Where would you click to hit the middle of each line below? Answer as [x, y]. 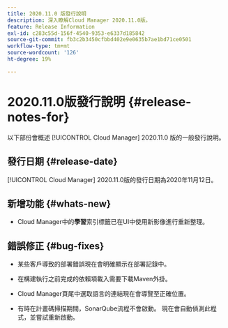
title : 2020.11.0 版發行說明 [47, 14]
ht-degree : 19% [29, 59]
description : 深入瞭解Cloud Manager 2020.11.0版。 [79, 20]
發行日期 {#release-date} [62, 162]
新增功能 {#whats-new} [59, 203]
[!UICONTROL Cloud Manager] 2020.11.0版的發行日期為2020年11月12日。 [112, 179]
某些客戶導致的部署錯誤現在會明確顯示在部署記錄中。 [94, 264]
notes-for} [38, 117]
